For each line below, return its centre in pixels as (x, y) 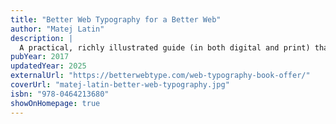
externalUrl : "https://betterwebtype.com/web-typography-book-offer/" (160, 76)
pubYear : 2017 (40, 57)
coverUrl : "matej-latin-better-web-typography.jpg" (120, 85)
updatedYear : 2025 (48, 66)
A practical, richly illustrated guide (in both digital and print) (165, 47)
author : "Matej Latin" (57, 29)
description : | (42, 38)
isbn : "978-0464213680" (60, 94)
